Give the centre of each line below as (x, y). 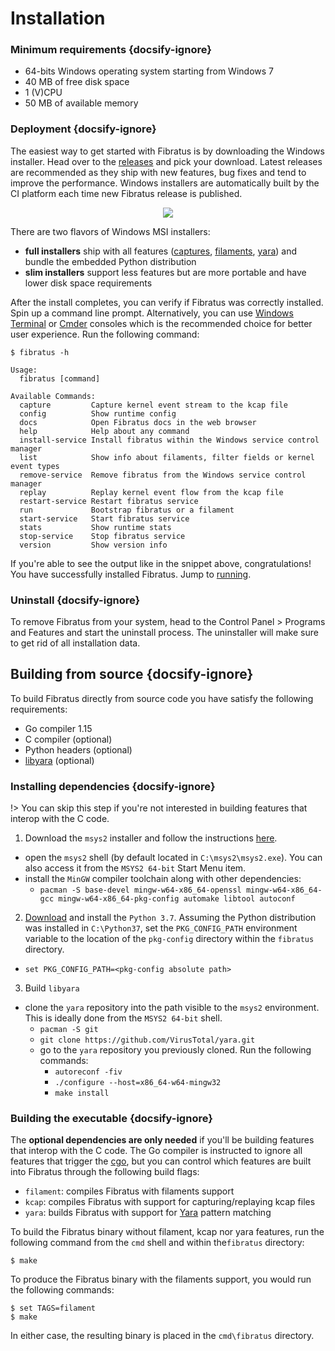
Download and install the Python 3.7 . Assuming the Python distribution (170, 918)
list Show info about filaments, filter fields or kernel (167, 457)
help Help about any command (104, 431)
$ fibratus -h (40, 352)
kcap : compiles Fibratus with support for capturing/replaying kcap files (170, 1202)
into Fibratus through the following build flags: (105, 1172)
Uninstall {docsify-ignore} (75, 600)
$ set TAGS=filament (53, 1308)
